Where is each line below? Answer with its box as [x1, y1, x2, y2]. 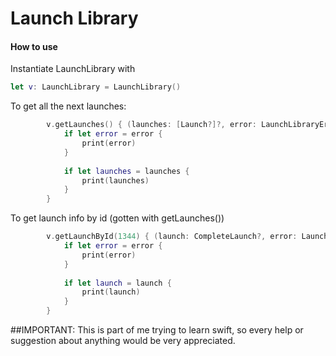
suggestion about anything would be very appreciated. [10, 335, 236, 347]
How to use [10, 40, 58, 52]
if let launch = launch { [63, 278, 172, 288]
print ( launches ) [81, 175, 150, 186]
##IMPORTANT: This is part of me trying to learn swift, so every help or [10, 324, 304, 336]
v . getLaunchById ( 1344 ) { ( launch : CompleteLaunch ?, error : [46, 232, 298, 242]
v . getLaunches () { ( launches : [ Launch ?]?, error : [46, 120, 257, 130]
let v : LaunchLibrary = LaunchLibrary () [10, 82, 182, 92]
